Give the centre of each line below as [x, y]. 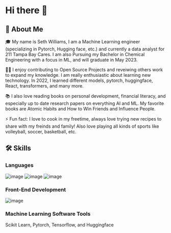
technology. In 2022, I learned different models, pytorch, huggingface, [79, 80]
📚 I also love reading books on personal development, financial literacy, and [86, 96]
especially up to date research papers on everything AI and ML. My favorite [85, 103]
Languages [20, 165]
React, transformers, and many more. [45, 86]
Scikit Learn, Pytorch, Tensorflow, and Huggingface [59, 225]
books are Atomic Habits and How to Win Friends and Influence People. [80, 109]
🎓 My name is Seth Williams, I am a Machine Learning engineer [73, 42]
